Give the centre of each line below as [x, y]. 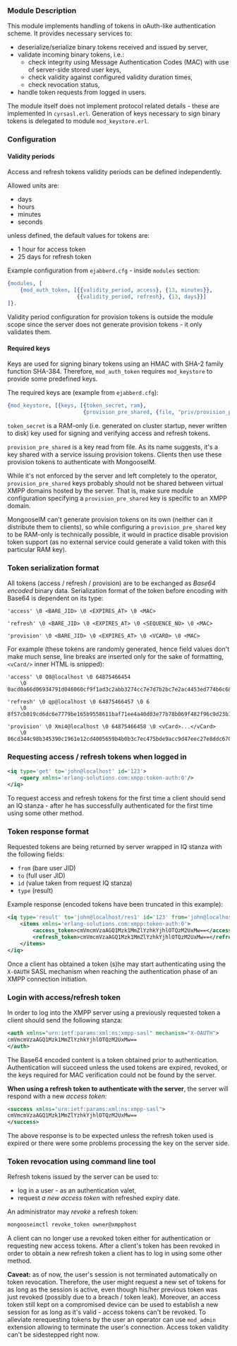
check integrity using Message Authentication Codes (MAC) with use [128, 62]
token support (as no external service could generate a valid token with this [117, 542]
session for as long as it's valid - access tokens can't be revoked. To [107, 1312]
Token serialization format [53, 568]
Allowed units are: [34, 185]
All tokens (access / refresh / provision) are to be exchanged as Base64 [112, 583]
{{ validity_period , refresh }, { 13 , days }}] [141, 297]
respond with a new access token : [57, 1096]
